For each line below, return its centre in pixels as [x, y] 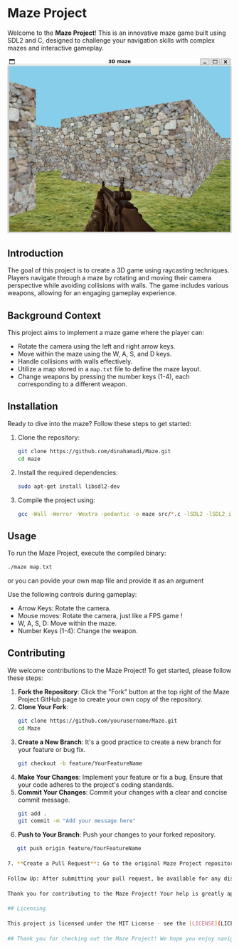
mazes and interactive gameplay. [56, 48]
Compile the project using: [57, 500]
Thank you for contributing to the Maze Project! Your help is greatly [116, 894]
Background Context [54, 316]
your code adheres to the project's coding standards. [96, 785]
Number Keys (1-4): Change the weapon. [78, 631]
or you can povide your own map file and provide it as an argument [106, 580]
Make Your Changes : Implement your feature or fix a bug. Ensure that [120, 777]
